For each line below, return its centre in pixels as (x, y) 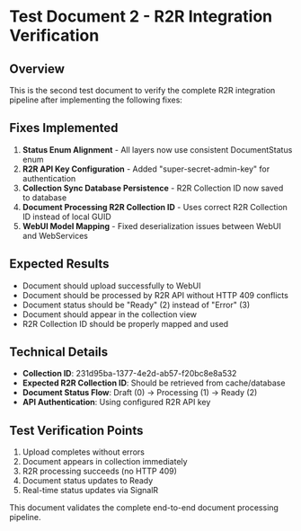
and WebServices (55, 235)
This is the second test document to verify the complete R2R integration (142, 90)
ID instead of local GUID (67, 217)
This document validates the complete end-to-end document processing (144, 508)
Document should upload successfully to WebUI (111, 286)
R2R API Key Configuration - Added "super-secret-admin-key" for (146, 169)
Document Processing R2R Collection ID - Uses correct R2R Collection (155, 207)
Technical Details (59, 352)
